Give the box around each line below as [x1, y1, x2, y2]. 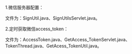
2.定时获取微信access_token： [5, 26, 69, 32]
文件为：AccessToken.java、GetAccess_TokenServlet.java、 [5, 37, 130, 42]
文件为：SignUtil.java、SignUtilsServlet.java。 [5, 15, 100, 21]
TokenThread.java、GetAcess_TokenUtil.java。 [5, 43, 102, 49]
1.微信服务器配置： [5, 5, 44, 10]
